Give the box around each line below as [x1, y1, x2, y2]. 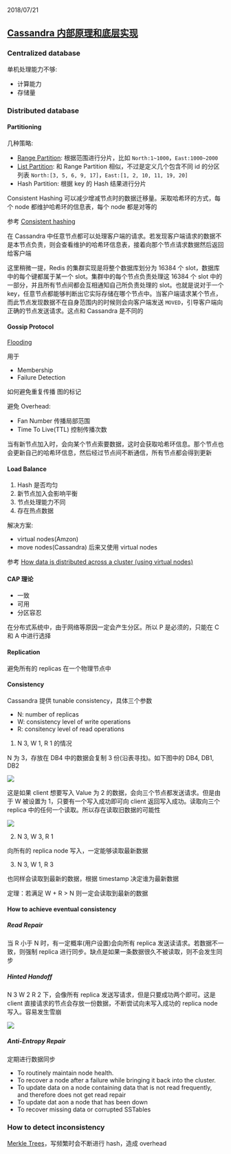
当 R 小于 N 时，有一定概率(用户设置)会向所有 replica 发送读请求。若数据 [7, 939, 212, 948]
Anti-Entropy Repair [7, 1036, 66, 1045]
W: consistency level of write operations [16, 717, 131, 726]
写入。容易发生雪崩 [7, 1008, 62, 1016]
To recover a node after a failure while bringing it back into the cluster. [16, 1076, 217, 1085]
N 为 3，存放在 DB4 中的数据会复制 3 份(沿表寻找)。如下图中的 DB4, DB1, [7, 753, 214, 762]
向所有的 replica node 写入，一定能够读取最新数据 [7, 846, 148, 855]
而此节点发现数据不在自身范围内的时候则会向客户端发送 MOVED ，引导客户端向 [7, 298, 223, 306]
